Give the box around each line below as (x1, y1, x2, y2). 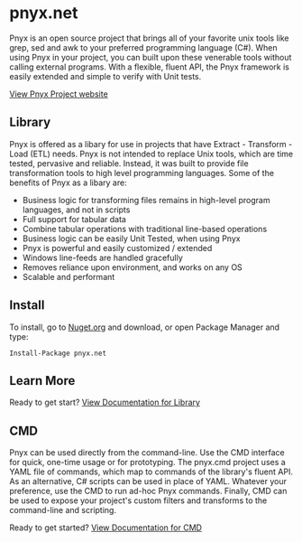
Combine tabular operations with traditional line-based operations (22, 223, 268, 234)
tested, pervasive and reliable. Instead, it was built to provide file (9, 157, 250, 169)
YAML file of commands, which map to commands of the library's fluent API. (9, 466, 293, 477)
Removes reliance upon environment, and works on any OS (22, 261, 243, 273)
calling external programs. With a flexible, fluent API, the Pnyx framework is (9, 61, 290, 72)
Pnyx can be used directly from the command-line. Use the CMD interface (9, 447, 286, 458)
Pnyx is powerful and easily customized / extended (22, 242, 213, 253)
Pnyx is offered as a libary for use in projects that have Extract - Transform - (9, 138, 293, 149)
